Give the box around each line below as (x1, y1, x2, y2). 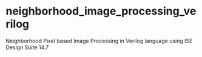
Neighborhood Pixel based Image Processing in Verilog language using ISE (5, 37, 193, 44)
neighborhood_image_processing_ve (5, 4, 197, 18)
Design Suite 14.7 (5, 44, 49, 51)
